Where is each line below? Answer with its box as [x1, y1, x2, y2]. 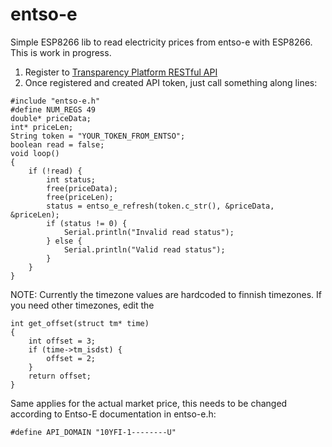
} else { [46, 236, 83, 246]
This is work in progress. [10, 46, 112, 58]
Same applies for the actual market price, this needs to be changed [10, 397, 288, 409]
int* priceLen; [10, 122, 74, 132]
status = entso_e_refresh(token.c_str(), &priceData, [46, 201, 275, 211]
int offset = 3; [28, 336, 97, 346]
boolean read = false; [10, 139, 105, 150]
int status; [46, 174, 97, 185]
